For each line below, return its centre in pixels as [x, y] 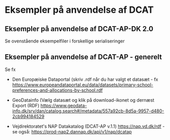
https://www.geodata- [64, 105]
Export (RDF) [26, 105]
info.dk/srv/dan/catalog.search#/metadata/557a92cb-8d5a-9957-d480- [88, 111]
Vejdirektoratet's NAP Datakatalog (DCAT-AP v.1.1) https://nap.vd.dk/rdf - [88, 126]
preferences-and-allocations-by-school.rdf [57, 90]
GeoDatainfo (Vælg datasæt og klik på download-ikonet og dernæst [83, 100]
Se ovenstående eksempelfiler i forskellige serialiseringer [65, 41]
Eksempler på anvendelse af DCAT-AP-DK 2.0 [79, 29]
